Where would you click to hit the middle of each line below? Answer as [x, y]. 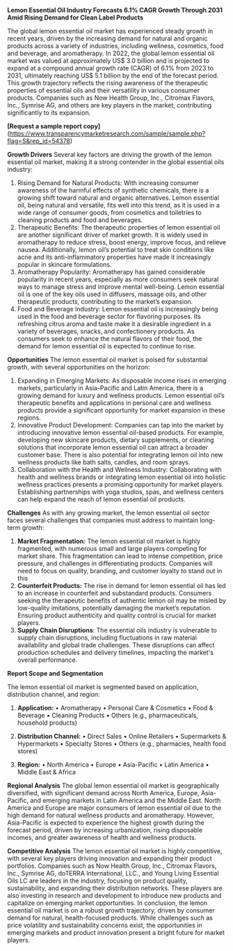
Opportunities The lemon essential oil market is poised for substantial [107, 360]
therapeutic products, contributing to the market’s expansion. [105, 302]
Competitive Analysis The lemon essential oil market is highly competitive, [115, 851]
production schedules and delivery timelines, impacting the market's [115, 653]
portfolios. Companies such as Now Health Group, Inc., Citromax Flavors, [112, 866]
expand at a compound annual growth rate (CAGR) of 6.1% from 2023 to [111, 68]
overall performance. [47, 660]
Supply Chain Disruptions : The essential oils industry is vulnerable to [117, 630]
